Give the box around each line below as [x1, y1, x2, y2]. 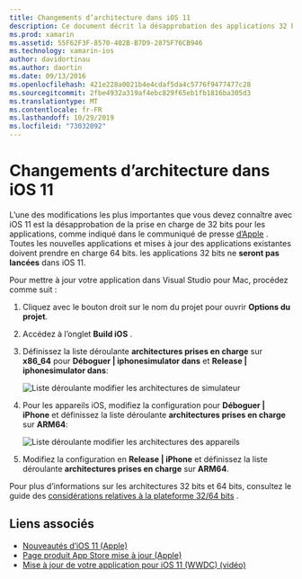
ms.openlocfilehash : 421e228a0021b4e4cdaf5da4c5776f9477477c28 [9, 80, 252, 89]
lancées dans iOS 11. [9, 257, 86, 268]
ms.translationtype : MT [9, 96, 99, 106]
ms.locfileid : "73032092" [9, 122, 106, 131]
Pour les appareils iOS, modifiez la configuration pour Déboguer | [22, 399, 266, 410]
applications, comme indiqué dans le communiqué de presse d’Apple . [9, 228, 269, 239]
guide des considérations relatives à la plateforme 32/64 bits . [9, 490, 239, 501]
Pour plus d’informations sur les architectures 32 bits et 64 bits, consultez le [9, 480, 292, 491]
